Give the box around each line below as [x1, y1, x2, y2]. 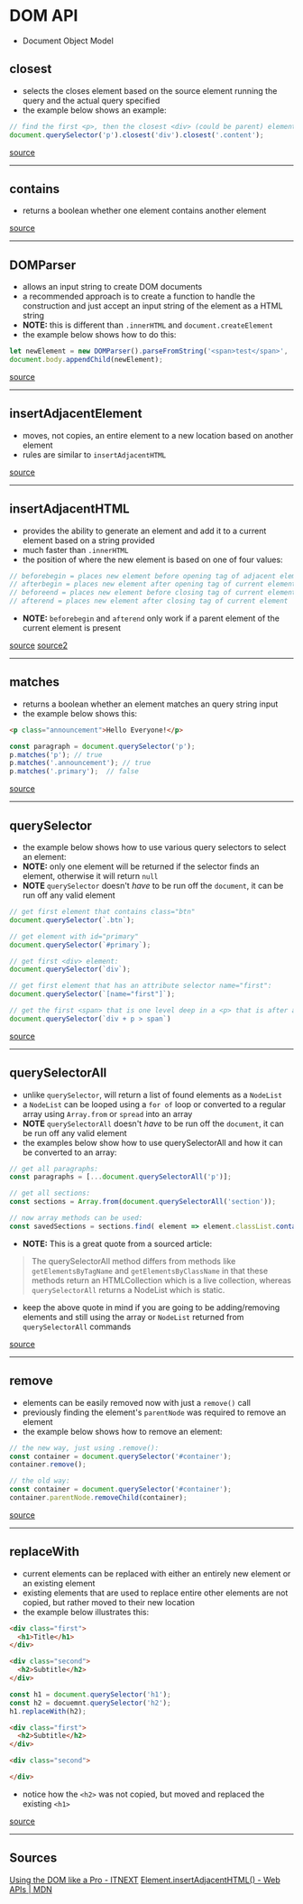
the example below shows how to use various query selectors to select [22, 842, 287, 853]
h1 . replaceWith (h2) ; [9, 1706, 87, 1715]
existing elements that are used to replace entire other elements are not [22, 1587, 289, 1598]
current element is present [22, 623, 122, 633]
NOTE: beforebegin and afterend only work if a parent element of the [22, 613, 280, 624]
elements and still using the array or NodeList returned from [22, 1311, 244, 1322]
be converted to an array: [22, 1147, 117, 1158]
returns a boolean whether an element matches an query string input [22, 698, 279, 709]
